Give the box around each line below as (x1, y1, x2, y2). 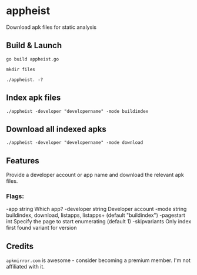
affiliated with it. (6, 263, 45, 270)
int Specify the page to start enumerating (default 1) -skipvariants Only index (6, 218, 192, 225)
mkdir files (6, 66, 35, 72)
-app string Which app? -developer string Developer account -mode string (6, 206, 187, 213)
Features (6, 156, 39, 166)
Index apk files (6, 93, 61, 103)
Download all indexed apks (6, 124, 107, 134)
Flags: (6, 192, 25, 200)
